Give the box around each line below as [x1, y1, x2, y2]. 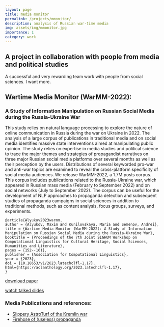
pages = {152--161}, [5, 248, 48, 253]
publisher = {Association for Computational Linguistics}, [5, 252, 129, 257]
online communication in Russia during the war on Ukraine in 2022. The [5, 130, 150, 136]
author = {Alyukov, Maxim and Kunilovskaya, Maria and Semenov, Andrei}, [5, 222, 160, 227]
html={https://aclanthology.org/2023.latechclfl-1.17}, [5, 265, 122, 270]
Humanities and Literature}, [5, 244, 65, 248]
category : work [5, 35, 36, 40]
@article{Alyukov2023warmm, [5, 218, 63, 223]
